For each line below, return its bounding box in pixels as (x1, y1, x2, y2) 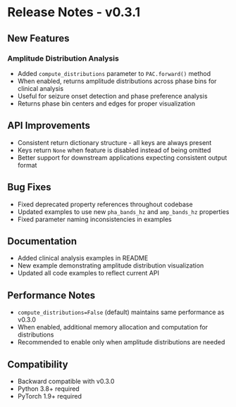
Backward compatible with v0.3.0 (17, 377, 115, 385)
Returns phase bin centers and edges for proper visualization (17, 99, 196, 108)
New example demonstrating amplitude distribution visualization (17, 261, 204, 270)
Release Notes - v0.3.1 (7, 4, 141, 20)
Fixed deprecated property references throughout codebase (17, 200, 193, 208)
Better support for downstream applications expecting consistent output (17, 153, 228, 162)
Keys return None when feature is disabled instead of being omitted (17, 146, 211, 154)
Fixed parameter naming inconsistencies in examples (17, 215, 172, 223)
